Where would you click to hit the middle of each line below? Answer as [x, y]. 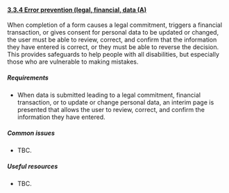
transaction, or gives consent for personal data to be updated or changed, [113, 33]
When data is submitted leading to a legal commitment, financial [109, 95]
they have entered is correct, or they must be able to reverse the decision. [113, 47]
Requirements [28, 77]
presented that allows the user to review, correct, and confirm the [111, 110]
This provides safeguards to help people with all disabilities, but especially [113, 55]
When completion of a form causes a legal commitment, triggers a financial [115, 25]
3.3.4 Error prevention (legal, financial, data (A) [77, 10]
